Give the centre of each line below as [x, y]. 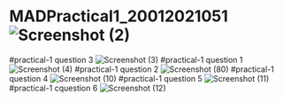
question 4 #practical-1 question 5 [106, 78]
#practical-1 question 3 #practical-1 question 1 [126, 59]
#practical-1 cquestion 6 [54, 88]
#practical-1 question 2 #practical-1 [174, 69]
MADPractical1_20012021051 [119, 16]
